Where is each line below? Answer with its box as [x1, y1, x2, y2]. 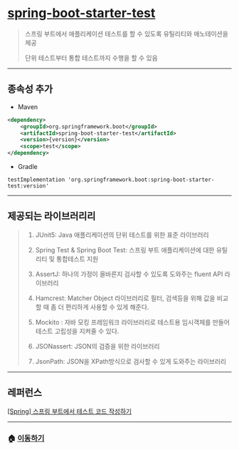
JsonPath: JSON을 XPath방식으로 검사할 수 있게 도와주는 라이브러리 [35, 357, 226, 365]
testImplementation [7, 176, 65, 183]
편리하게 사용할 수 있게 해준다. [65, 302, 149, 311]
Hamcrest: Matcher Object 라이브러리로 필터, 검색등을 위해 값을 [35, 294, 216, 302]
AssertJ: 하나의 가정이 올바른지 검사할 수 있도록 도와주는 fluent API [35, 270, 223, 278]
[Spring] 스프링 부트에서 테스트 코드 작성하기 [7, 406, 132, 415]
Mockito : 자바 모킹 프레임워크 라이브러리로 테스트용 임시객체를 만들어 [35, 317, 230, 326]
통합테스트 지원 [56, 255, 99, 263]
